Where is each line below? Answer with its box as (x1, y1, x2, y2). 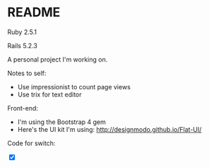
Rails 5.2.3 (7, 41, 37, 50)
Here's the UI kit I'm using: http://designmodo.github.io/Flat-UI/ (17, 125, 202, 133)
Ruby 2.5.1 (7, 28, 37, 36)
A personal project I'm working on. (7, 55, 108, 64)
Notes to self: (7, 69, 47, 77)
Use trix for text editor (17, 90, 82, 99)
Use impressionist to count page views (17, 82, 131, 91)
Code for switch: (7, 139, 56, 147)
